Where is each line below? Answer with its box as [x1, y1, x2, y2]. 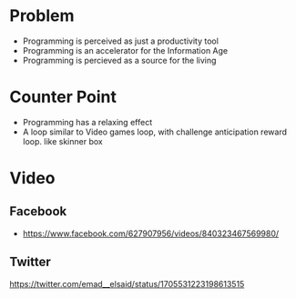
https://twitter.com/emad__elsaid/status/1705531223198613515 [9, 278, 245, 289]
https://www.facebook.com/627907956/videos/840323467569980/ [22, 228, 280, 239]
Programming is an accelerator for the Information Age [22, 45, 229, 55]
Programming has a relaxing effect [22, 116, 153, 127]
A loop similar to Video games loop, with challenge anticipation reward [22, 126, 287, 137]
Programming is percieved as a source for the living [22, 55, 217, 65]
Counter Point [9, 87, 117, 107]
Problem [9, 5, 75, 26]
